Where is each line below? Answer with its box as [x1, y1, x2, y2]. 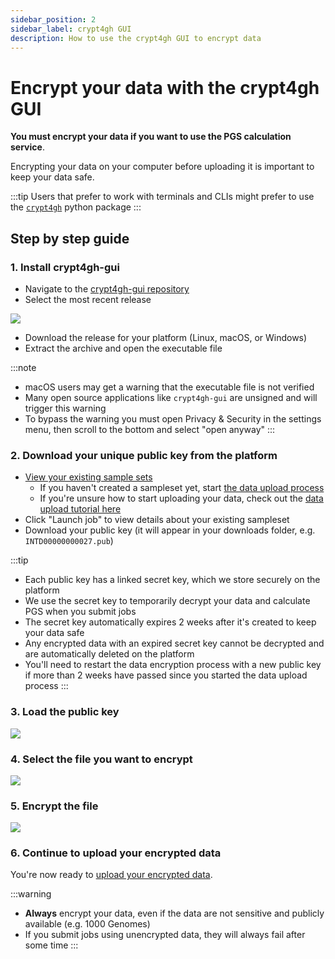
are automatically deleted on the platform [24, 648, 195, 660]
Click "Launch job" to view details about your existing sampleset [24, 514, 290, 526]
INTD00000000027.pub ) [24, 535, 114, 547]
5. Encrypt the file [10, 799, 99, 813]
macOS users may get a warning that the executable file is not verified [24, 381, 315, 393]
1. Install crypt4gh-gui [10, 260, 120, 274]
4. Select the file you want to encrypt [10, 752, 193, 766]
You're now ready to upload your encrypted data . [10, 869, 213, 881]
